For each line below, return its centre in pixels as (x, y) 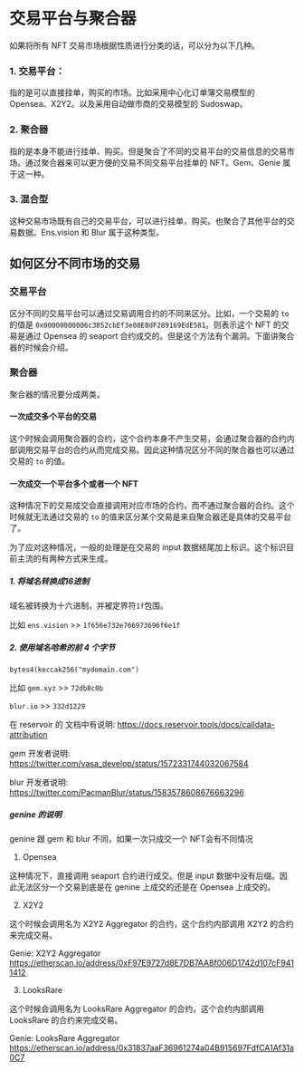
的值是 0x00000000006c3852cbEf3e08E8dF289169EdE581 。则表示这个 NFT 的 (146, 324)
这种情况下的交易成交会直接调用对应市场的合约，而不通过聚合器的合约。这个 (152, 506)
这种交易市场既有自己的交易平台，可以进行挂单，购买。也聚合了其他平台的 (148, 221)
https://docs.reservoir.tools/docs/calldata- (196, 725)
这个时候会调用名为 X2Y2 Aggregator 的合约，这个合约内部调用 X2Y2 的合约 (152, 924)
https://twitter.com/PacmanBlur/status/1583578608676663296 (127, 793)
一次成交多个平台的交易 (53, 417)
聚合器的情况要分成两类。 (57, 394)
